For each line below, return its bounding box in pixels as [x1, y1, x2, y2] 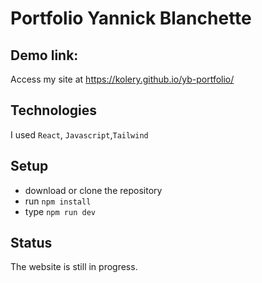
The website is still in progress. [10, 261, 138, 273]
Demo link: [10, 47, 79, 64]
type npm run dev [24, 205, 96, 217]
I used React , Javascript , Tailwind [10, 128, 149, 141]
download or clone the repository [24, 184, 163, 196]
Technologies [10, 102, 98, 119]
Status [10, 235, 53, 252]
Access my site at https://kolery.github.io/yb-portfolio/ [10, 73, 235, 85]
